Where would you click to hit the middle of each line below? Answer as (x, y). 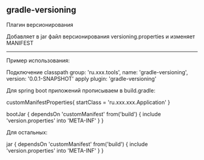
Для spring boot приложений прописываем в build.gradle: (81, 90)
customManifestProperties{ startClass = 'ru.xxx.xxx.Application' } (88, 102)
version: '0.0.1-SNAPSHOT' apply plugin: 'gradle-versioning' (81, 78)
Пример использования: (38, 60)
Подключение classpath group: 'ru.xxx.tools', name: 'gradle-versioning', (97, 72)
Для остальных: (27, 132)
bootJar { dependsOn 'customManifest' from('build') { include (84, 114)
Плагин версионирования (40, 24)
